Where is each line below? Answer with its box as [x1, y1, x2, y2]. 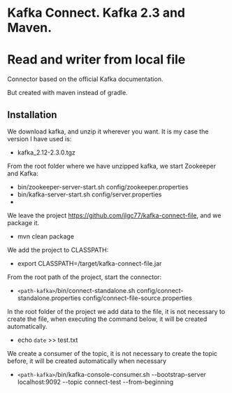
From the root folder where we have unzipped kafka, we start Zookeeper [7, 162, 217, 170]
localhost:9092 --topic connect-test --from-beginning [17, 378, 173, 386]
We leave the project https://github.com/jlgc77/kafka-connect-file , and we [7, 211, 222, 220]
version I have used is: [7, 134, 72, 143]
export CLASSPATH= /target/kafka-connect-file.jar [17, 259, 162, 267]
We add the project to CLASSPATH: [7, 245, 109, 254]
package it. [7, 218, 40, 227]
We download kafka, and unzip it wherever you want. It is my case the [7, 127, 209, 136]
